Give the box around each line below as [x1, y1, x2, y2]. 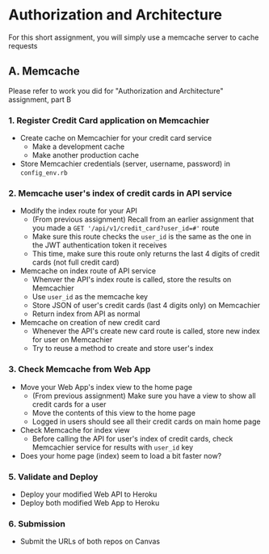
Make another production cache [32, 150, 140, 160]
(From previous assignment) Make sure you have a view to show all [32, 391, 256, 400]
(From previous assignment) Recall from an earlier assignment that [32, 214, 254, 224]
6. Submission [8, 518, 66, 529]
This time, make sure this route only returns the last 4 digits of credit [32, 249, 260, 259]
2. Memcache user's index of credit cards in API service [8, 188, 233, 199]
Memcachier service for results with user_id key [32, 442, 194, 452]
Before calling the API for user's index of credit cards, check [32, 433, 233, 443]
